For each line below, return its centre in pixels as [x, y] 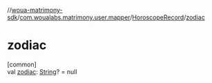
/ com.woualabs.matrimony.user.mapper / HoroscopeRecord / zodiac [111, 17]
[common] [22, 64]
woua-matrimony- [37, 10]
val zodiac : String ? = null [42, 71]
